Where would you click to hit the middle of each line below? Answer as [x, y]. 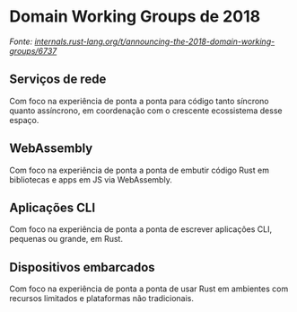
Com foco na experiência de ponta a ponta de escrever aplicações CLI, [141, 229]
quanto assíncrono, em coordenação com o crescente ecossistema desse [146, 111]
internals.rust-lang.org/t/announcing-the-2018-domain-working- [155, 41]
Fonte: [21, 41]
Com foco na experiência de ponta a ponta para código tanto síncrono [139, 101]
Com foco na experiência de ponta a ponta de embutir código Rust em [139, 170]
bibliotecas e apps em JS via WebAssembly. [91, 179]
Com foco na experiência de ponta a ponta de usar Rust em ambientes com [149, 289]
